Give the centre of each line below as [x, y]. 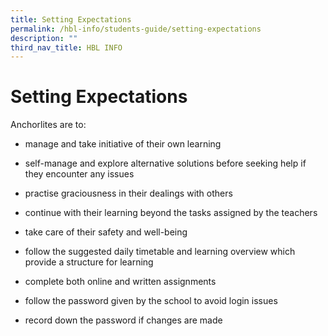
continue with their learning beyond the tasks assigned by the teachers [171, 213]
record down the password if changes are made [123, 320]
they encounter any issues [79, 174]
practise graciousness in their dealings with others [128, 193]
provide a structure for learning [89, 262]
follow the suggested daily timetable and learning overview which [160, 252]
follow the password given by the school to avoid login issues [151, 301]
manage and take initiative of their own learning [123, 144]
